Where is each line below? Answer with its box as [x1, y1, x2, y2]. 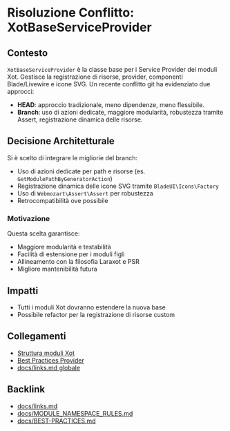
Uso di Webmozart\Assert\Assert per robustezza [17, 189, 153, 198]
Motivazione [7, 213, 50, 223]
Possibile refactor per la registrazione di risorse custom [17, 310, 175, 318]
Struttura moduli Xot [17, 349, 75, 357]
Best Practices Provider [17, 356, 84, 364]
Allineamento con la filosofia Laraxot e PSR [17, 258, 140, 266]
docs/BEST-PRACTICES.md [17, 416, 96, 425]
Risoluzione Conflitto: [7, 5, 135, 21]
